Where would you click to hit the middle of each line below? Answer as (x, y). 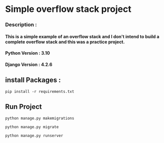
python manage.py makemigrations (40, 118)
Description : (21, 25)
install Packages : (33, 80)
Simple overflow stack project (68, 9)
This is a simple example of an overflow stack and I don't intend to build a (82, 36)
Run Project (24, 107)
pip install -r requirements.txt (40, 91)
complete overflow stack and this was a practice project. (65, 42)
